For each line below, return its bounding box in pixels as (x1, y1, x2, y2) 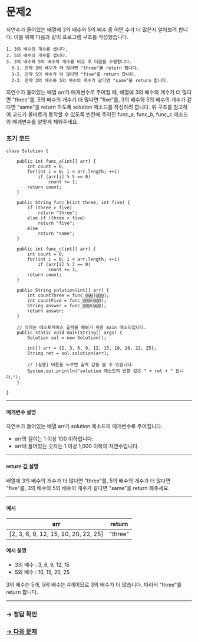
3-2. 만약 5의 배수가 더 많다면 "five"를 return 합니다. (11, 71, 137, 77)
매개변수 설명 (6, 408, 37, 416)
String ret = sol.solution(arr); (27, 350, 110, 357)
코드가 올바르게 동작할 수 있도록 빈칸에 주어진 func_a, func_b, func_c (12, 110, 173, 118)
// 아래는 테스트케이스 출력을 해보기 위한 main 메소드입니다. (16, 325, 147, 331)
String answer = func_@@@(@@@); (27, 303, 107, 309)
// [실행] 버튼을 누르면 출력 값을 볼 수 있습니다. (27, 362, 134, 368)
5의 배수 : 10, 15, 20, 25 (14, 568, 70, 576)
